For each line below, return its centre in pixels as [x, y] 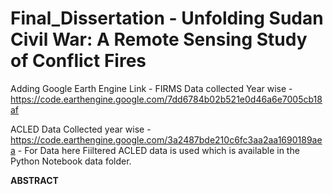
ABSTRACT [34, 180]
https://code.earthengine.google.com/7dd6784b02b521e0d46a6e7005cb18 [166, 99]
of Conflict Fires [78, 61]
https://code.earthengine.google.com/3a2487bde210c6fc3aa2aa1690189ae [166, 139]
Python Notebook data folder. [71, 161]
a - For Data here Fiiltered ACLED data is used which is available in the [155, 150]
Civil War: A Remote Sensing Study [159, 39]
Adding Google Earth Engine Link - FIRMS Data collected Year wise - [151, 88]
